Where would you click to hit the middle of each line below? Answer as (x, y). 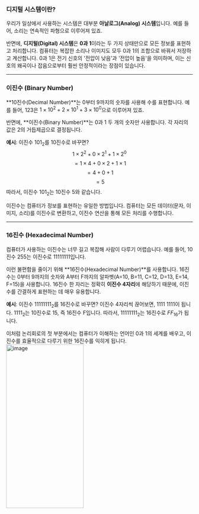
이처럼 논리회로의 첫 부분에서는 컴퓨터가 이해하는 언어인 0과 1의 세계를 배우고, (96, 334)
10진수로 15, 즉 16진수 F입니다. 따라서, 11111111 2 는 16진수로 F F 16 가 (107, 313)
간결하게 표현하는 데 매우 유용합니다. (59, 291)
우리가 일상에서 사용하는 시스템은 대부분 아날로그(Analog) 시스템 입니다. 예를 (94, 23)
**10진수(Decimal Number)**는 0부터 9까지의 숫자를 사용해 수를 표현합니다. (95, 102)
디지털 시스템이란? (31, 9)
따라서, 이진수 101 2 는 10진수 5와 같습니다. (54, 192)
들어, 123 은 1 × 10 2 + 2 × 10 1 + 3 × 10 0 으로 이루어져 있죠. (78, 109)
